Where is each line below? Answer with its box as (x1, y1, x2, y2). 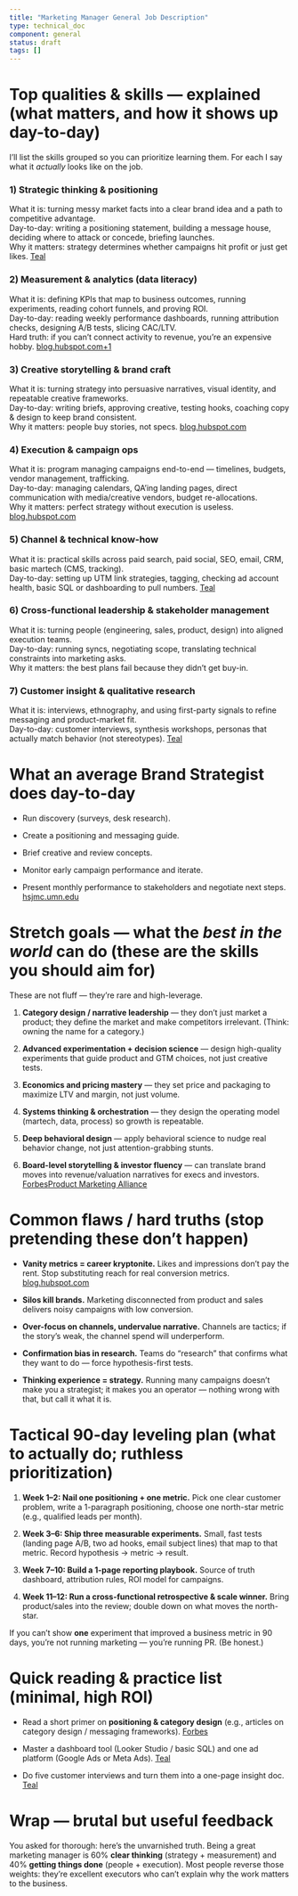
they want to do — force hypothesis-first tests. (21, 1357, 194, 1368)
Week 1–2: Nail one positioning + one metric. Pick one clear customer (21, 1491, 282, 1502)
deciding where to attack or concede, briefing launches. (9, 233, 215, 243)
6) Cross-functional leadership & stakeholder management (9, 604, 270, 617)
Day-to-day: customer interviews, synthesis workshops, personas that (9, 723, 267, 735)
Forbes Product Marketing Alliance (21, 1179, 148, 1189)
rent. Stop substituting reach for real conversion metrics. (21, 1267, 230, 1279)
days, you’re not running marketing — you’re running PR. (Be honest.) (9, 1637, 264, 1647)
